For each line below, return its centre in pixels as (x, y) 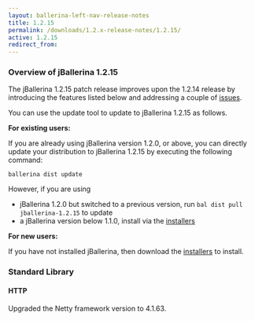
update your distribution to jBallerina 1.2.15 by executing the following (120, 152)
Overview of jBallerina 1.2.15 (63, 72)
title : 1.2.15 (31, 23)
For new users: (33, 236)
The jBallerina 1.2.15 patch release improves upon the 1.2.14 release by (122, 89)
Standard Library (41, 272)
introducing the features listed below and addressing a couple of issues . (125, 98)
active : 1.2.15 (33, 37)
